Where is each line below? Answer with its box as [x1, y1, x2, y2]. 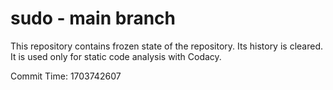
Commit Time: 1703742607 [10, 70, 122, 82]
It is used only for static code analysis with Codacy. [10, 50, 222, 62]
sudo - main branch [10, 7, 177, 30]
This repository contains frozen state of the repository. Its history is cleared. [10, 40, 323, 52]
